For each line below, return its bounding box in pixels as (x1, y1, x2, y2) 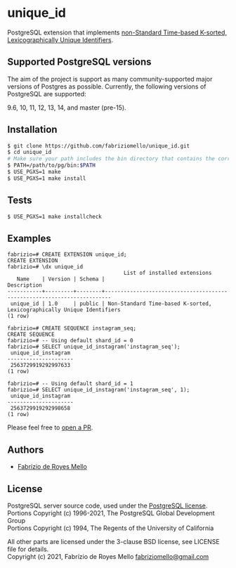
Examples (7, 232, 51, 244)
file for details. (7, 545, 49, 553)
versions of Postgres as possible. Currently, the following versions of (7, 82, 206, 91)
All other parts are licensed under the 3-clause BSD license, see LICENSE (7, 537, 220, 546)
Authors (7, 444, 44, 456)
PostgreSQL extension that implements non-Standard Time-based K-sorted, (7, 28, 227, 37)
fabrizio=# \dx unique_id (7, 264, 83, 271)
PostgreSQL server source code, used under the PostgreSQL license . (7, 501, 208, 510)
